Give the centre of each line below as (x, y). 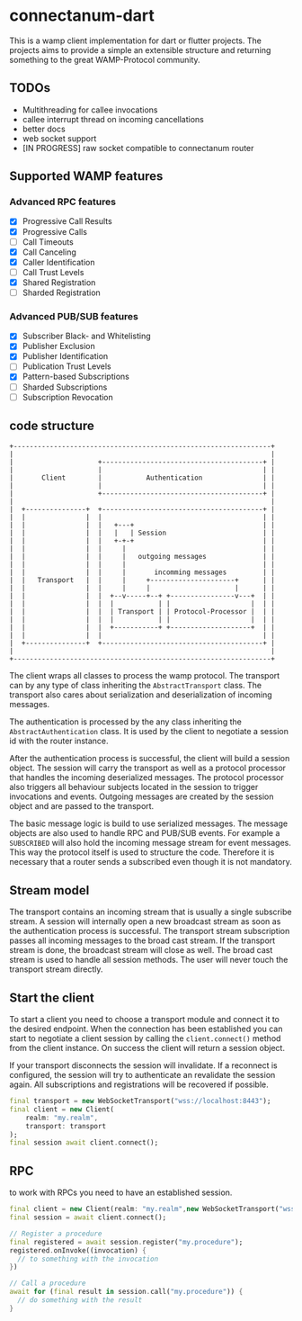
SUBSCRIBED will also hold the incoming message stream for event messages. (151, 843)
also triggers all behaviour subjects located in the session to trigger (134, 787)
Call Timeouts (48, 242)
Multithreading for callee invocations (90, 110)
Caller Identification (58, 262)
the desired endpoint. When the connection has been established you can (146, 1029)
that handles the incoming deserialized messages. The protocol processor (147, 777)
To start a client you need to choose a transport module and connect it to (145, 1020)
